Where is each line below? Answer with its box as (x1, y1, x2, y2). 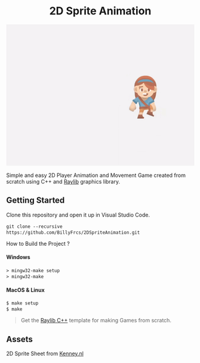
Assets (6, 334, 33, 344)
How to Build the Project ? (6, 240, 70, 247)
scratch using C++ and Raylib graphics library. (6, 178, 121, 185)
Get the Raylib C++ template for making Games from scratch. (20, 317, 172, 324)
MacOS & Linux (6, 286, 45, 294)
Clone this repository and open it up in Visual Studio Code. (6, 211, 150, 218)
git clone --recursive (6, 223, 63, 230)
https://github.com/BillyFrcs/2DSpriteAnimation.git (6, 229, 140, 236)
